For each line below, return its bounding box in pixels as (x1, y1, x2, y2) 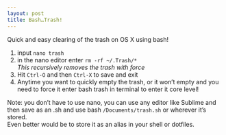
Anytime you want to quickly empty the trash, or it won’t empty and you (16, 77, 219, 86)
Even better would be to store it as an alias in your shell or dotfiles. (7, 120, 195, 128)
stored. (7, 112, 27, 121)
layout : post (7, 10, 45, 17)
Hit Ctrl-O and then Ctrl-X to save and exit (16, 70, 138, 79)
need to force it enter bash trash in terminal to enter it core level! (16, 85, 199, 93)
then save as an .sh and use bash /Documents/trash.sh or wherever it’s (7, 106, 207, 114)
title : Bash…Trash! (7, 16, 63, 23)
